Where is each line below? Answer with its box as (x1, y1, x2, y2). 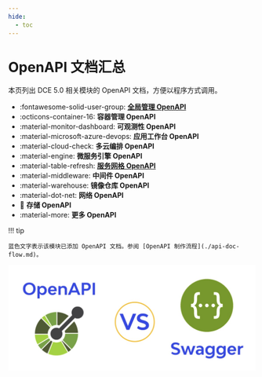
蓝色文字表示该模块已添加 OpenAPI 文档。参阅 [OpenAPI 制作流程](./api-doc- (8, 243, 240, 251)
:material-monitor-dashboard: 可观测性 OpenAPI (19, 122, 176, 131)
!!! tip (8, 226, 25, 236)
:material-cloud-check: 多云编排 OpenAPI (19, 141, 155, 151)
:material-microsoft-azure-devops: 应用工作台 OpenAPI (19, 132, 199, 141)
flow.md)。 (8, 251, 43, 259)
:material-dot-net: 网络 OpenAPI (19, 191, 124, 200)
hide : (8, 13, 26, 20)
